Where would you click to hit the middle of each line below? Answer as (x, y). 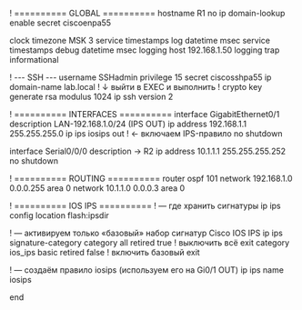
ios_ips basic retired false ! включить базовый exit (105, 252)
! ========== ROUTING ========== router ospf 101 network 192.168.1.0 (151, 178)
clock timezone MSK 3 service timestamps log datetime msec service (140, 40)
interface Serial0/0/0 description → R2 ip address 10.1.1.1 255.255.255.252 (148, 151)
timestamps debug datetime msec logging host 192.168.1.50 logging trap (145, 50)
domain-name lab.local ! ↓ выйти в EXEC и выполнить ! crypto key (136, 87)
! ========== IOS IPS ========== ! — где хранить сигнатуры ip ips (145, 205)
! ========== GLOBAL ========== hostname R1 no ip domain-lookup (147, 13)
